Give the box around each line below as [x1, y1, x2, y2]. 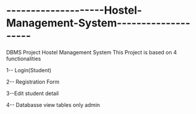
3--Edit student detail [6, 90, 59, 97]
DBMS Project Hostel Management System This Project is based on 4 [6, 48, 177, 56]
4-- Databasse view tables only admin [6, 101, 100, 108]
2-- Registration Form [6, 78, 60, 85]
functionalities [6, 55, 41, 62]
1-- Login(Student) [6, 66, 52, 73]
